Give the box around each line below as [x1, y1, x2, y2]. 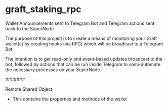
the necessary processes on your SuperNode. [5, 67, 102, 73]
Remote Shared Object [5, 86, 53, 92]
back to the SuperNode [5, 25, 54, 31]
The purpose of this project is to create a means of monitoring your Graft [5, 35, 157, 41]
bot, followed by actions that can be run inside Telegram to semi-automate [5, 61, 161, 67]
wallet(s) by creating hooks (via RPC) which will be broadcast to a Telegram [5, 40, 163, 46]
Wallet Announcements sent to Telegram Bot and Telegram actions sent [5, 20, 155, 26]
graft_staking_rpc [5, 4, 81, 15]
